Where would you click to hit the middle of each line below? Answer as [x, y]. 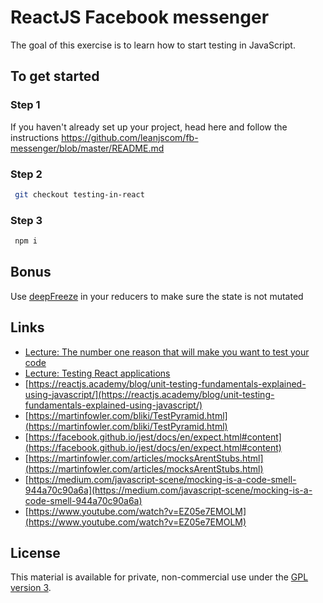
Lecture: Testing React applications [97, 373]
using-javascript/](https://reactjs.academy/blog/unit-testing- [149, 394]
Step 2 [26, 174]
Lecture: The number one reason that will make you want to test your [167, 352]
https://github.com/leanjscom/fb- [130, 137]
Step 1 [25, 105]
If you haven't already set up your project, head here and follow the [149, 127]
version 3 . [31, 588]
